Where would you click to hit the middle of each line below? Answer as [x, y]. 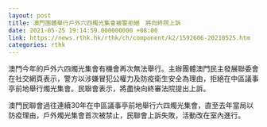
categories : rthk [37, 45]
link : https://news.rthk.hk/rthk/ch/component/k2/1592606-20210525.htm [129, 38]
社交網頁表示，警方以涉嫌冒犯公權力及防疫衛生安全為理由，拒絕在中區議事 [137, 79]
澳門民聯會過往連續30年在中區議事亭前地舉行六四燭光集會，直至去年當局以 [131, 106]
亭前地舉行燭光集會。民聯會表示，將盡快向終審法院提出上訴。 [109, 89]
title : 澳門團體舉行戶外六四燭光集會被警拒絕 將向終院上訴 [95, 23]
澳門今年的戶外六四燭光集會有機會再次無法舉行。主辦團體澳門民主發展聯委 [130, 69]
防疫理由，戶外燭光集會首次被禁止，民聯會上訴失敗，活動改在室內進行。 [126, 115]
